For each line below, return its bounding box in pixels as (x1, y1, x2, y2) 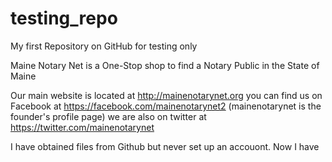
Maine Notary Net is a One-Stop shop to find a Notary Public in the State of (10, 59, 320, 71)
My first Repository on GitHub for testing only (10, 40, 198, 52)
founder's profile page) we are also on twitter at (10, 110, 207, 122)
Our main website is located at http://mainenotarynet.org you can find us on (10, 89, 323, 101)
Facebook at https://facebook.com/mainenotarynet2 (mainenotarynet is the (10, 100, 322, 112)
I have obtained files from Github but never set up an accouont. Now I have (10, 140, 320, 152)
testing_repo (10, 7, 118, 30)
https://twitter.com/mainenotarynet (10, 121, 155, 133)
